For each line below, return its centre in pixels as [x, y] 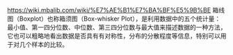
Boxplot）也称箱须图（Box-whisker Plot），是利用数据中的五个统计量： [120, 19]
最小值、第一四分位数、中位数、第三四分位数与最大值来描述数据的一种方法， [117, 27]
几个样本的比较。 [43, 44]
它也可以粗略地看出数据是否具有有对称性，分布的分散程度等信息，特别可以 [114, 36]
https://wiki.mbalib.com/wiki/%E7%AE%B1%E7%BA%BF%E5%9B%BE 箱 [113, 10]
